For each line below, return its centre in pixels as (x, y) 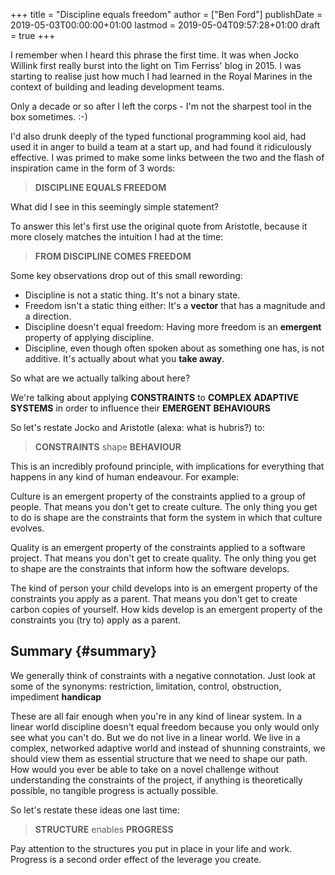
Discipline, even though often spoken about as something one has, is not (174, 348)
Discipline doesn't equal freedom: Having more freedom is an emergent (173, 327)
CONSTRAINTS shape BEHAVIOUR (108, 447)
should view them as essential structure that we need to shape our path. (159, 758)
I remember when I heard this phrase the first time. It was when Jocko (154, 55)
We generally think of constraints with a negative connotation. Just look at (163, 675)
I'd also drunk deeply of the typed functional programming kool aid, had (158, 136)
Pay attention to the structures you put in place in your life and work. (151, 848)
